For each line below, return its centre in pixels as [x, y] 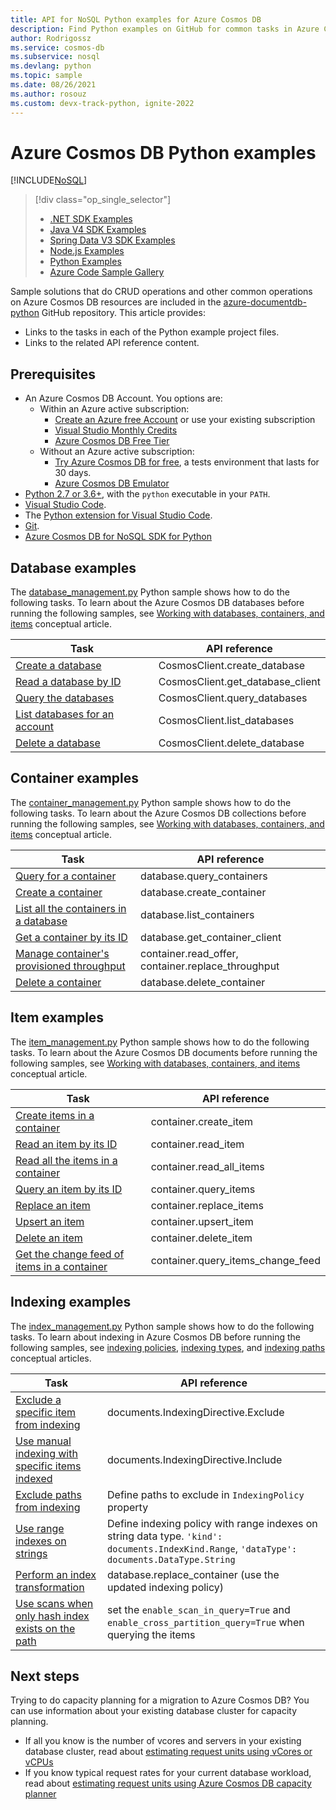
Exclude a [38, 1399]
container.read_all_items [207, 1166]
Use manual [43, 1441]
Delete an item [49, 1238]
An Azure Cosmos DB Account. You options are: [123, 398]
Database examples [73, 567]
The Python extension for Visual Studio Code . [118, 515]
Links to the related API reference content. [112, 343]
